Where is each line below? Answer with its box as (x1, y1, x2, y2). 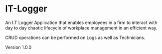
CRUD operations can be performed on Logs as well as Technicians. (5, 34, 146, 40)
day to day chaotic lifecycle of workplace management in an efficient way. (5, 24, 158, 30)
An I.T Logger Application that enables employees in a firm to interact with (5, 19, 158, 25)
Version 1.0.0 (5, 44, 32, 50)
